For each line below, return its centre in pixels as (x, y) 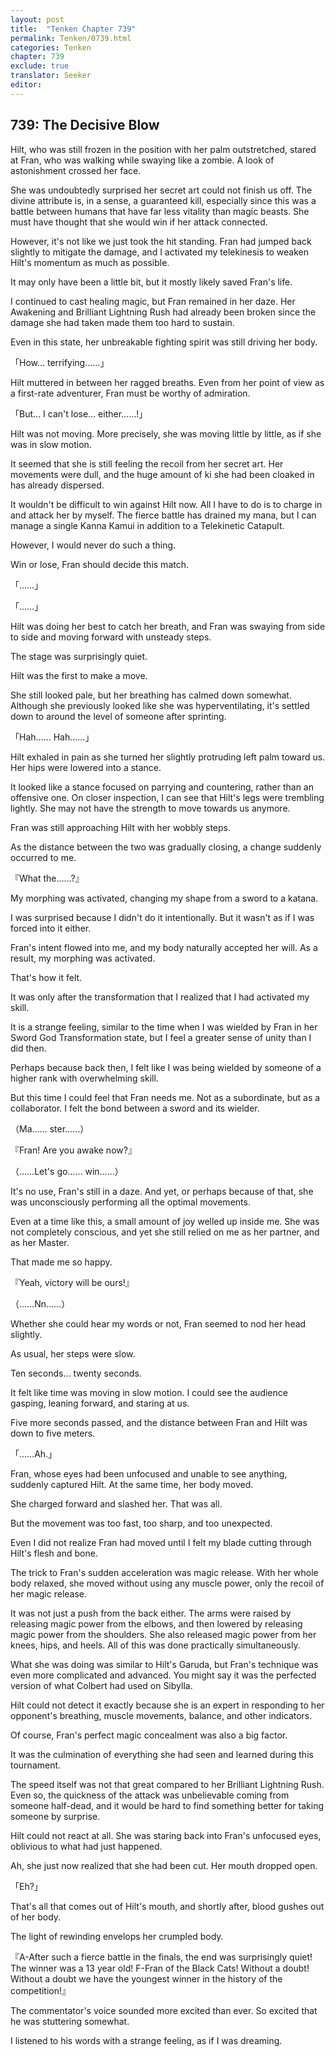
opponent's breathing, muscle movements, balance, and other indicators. (161, 1715)
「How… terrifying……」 (60, 362)
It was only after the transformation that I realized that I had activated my (160, 997)
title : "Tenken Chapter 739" (73, 29)
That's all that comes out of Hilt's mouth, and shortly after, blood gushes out (167, 1906)
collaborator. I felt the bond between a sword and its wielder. (135, 1108)
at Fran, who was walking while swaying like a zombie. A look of (142, 160)
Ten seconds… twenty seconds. (76, 1373)
